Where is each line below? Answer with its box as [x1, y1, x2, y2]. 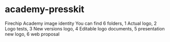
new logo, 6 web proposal [5, 31, 60, 37]
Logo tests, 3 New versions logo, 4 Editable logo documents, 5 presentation [5, 25, 165, 31]
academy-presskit [5, 4, 85, 15]
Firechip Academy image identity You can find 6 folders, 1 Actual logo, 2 [5, 20, 157, 26]
